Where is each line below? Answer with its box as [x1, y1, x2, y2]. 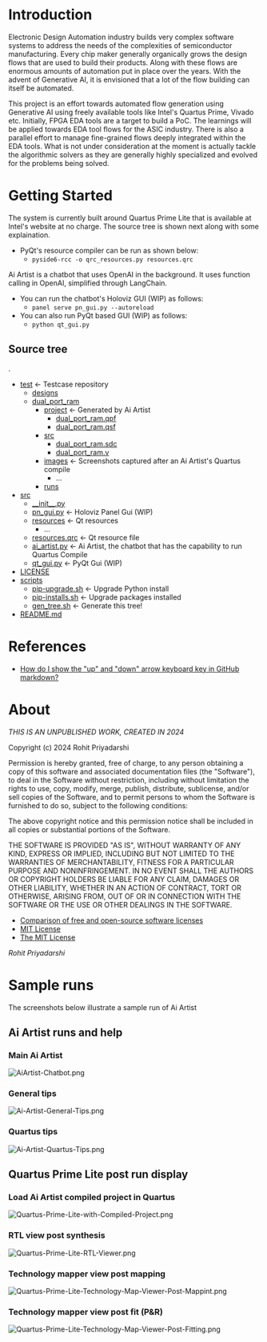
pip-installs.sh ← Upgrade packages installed [31, 592, 181, 602]
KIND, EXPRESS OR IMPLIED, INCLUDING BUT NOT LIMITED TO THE [8, 848, 235, 859]
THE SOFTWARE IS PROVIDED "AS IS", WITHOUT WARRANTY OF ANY [8, 840, 241, 850]
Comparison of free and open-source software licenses [19, 916, 204, 925]
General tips [8, 1088, 58, 1099]
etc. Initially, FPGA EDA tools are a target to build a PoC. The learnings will [8, 115, 252, 125]
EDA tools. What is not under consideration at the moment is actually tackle [8, 141, 257, 151]
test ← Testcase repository [19, 379, 110, 389]
